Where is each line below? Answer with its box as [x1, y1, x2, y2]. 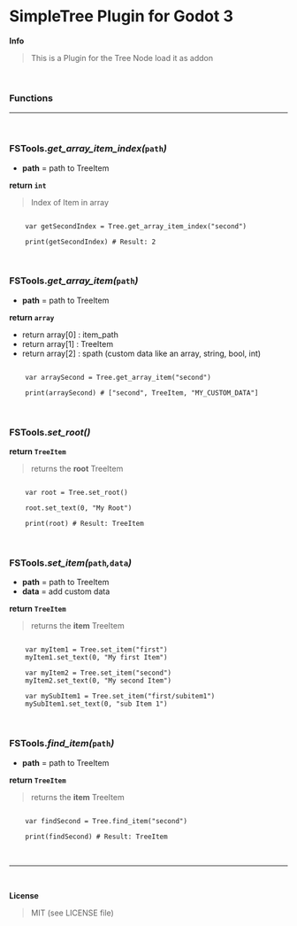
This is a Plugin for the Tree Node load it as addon [30, 52, 214, 63]
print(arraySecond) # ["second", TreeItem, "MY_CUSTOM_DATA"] [25, 388, 259, 397]
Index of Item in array [30, 197, 109, 207]
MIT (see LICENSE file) [30, 907, 115, 918]
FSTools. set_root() [9, 426, 91, 438]
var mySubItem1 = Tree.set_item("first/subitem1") [25, 692, 216, 701]
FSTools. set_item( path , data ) [9, 557, 133, 569]
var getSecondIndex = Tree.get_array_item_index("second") [25, 221, 247, 231]
